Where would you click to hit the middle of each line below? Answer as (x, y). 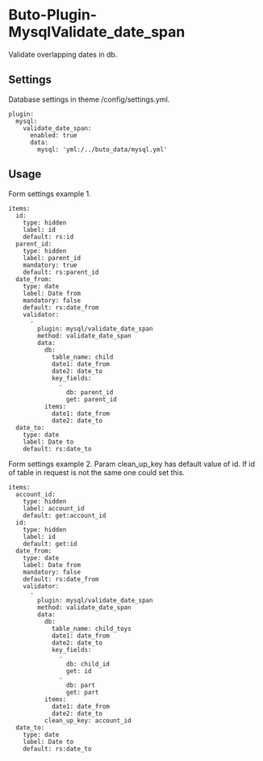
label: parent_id (52, 258)
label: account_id (54, 508)
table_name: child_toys (91, 629)
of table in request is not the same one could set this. (97, 472)
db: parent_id (90, 392)
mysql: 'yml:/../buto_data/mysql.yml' (102, 149)
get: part (82, 692)
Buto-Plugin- (53, 15)
